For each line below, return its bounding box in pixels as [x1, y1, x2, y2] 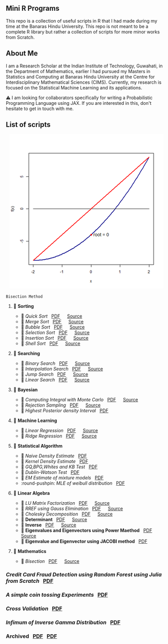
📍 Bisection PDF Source [20, 558, 80, 564]
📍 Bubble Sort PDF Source [20, 324, 85, 330]
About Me [6, 49, 38, 58]
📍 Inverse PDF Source [20, 522, 76, 528]
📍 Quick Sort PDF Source [20, 313, 82, 319]
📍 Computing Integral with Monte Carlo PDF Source [20, 397, 138, 403]
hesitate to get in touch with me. [6, 105, 74, 112]
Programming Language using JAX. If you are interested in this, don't [6, 100, 152, 106]
